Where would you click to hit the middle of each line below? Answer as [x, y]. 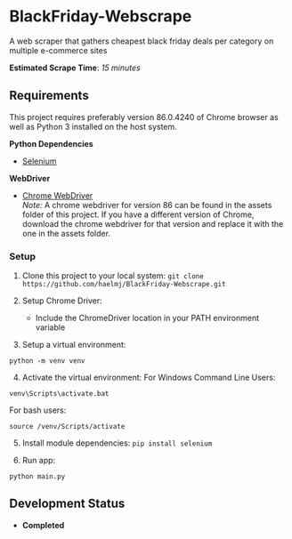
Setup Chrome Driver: [62, 301]
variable [50, 327]
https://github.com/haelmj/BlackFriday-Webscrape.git [124, 285]
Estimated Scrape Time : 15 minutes [75, 68]
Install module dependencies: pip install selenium [117, 443]
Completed [43, 525]
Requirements [49, 96]
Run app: [39, 461]
